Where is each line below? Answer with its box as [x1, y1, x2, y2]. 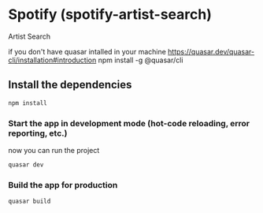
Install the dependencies [8, 78, 132, 92]
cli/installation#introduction [8, 55, 97, 65]
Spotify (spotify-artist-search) [8, 6, 213, 24]
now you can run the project [8, 145, 100, 155]
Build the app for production [8, 179, 118, 190]
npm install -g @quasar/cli [98, 55, 183, 65]
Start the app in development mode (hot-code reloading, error [8, 118, 250, 129]
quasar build [8, 197, 51, 206]
